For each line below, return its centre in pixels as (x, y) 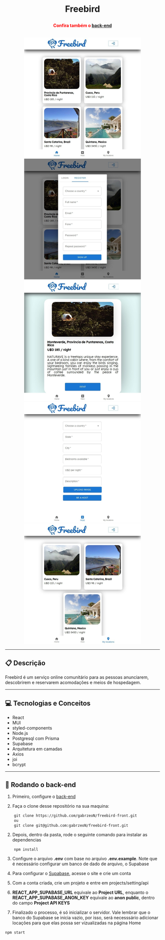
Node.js (20, 733)
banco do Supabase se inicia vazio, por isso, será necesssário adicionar (85, 918)
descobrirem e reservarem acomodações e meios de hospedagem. (73, 683)
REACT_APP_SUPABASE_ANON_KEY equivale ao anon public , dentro (83, 898)
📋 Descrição (25, 663)
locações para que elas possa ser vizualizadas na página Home (77, 923)
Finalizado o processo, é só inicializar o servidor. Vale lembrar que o (81, 912)
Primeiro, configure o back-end (44, 797)
